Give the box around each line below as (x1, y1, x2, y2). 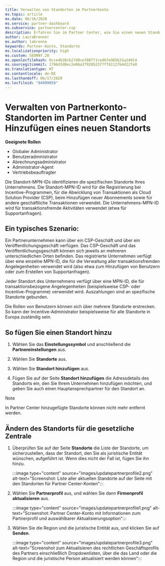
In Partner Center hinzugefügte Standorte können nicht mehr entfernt (5, 405, 145, 411)
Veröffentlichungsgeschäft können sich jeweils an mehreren (5, 248, 126, 254)
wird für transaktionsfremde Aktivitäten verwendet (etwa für (5, 205, 127, 211)
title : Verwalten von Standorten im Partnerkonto (5, 7, 109, 12)
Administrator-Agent (12, 164, 54, 170)
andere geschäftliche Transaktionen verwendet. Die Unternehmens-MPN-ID (5, 200, 159, 206)
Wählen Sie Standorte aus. (12, 356, 67, 362)
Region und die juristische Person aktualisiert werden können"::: (12, 556, 142, 561)
